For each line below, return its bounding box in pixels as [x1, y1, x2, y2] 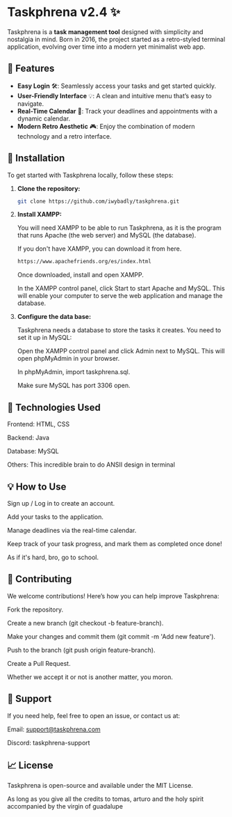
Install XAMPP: [17, 210, 63, 219]
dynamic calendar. [17, 114, 71, 123]
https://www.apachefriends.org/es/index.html [17, 258, 151, 265]
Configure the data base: [17, 313, 92, 321]
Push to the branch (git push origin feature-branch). [7, 646, 156, 654]
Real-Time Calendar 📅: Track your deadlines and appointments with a [17, 107, 217, 115]
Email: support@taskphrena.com [7, 725, 101, 733]
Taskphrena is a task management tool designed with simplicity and [7, 27, 204, 36]
